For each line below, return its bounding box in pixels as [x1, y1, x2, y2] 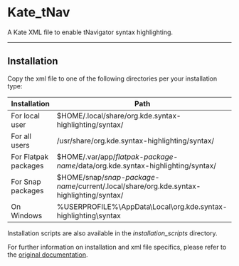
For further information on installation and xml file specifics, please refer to [7, 242, 227, 251]
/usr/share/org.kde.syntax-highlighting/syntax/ [56, 135, 215, 145]
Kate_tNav [7, 4, 70, 21]
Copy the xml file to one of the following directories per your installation [7, 74, 218, 83]
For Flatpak [11, 151, 48, 161]
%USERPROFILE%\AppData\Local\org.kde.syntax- [56, 201, 228, 211]
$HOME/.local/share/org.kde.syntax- [56, 111, 181, 121]
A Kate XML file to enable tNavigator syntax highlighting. [7, 28, 173, 36]
